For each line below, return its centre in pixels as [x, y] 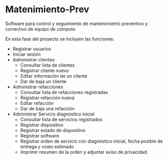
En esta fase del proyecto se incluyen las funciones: [60, 39]
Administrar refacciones [38, 87]
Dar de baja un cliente [43, 81]
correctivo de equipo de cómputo [40, 29]
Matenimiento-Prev [47, 9]
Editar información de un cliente [54, 76]
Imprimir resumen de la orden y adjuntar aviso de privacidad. [84, 152]
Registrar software [40, 135]
